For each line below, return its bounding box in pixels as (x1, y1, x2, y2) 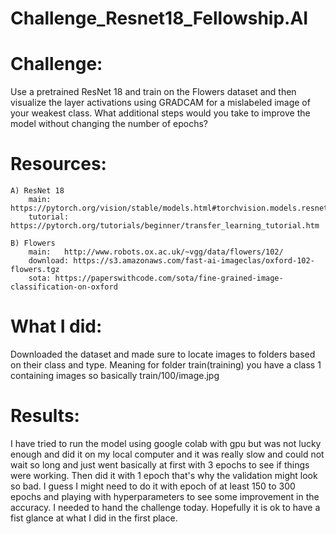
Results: (10, 405, 80, 427)
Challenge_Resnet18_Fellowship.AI (10, 7, 309, 30)
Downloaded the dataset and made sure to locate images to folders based (10, 348, 316, 360)
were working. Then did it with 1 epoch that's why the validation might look (10, 469, 318, 481)
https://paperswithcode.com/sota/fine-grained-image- (54, 273, 284, 284)
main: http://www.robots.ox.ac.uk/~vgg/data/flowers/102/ (28, 247, 284, 257)
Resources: (10, 153, 107, 176)
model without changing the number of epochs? (10, 118, 208, 130)
